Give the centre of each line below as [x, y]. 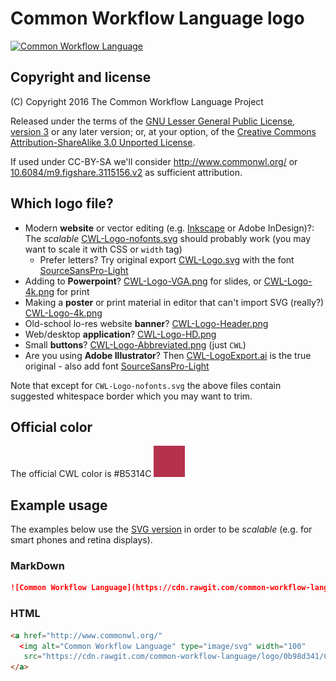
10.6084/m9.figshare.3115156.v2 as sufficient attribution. [126, 172]
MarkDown [37, 566]
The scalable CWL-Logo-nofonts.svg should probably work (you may [168, 238]
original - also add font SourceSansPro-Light [117, 366]
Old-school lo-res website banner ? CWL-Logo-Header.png [146, 323]
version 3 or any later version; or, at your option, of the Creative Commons [163, 131]
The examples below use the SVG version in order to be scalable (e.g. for [161, 529]
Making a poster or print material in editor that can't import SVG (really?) [174, 302]
